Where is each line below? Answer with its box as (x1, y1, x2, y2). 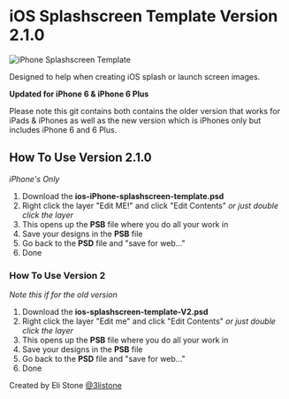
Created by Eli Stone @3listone (9, 380, 122, 391)
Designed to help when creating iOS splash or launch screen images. (9, 71, 261, 81)
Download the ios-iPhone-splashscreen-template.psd (21, 190, 224, 201)
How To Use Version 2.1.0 (9, 150, 152, 165)
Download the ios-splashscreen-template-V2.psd (21, 307, 209, 318)
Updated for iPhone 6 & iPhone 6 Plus (9, 88, 149, 99)
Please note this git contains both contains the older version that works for (9, 105, 281, 116)
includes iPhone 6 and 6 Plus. (9, 124, 118, 134)
